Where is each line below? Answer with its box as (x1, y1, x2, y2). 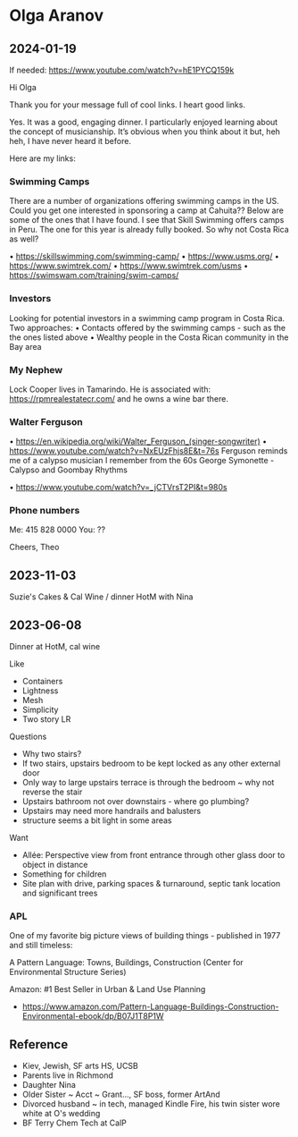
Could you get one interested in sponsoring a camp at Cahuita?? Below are (9, 205, 284, 216)
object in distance (21, 860, 88, 870)
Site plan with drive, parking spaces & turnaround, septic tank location (21, 878, 281, 889)
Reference (9, 1037, 69, 1052)
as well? (9, 233, 39, 244)
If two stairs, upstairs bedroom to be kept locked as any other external (21, 758, 281, 769)
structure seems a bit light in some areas (21, 815, 172, 826)
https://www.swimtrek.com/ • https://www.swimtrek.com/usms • (9, 260, 249, 271)
